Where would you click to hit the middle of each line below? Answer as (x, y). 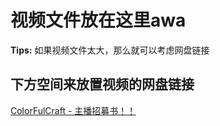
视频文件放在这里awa (98, 20)
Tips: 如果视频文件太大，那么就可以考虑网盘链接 (110, 50)
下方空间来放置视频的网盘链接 (102, 84)
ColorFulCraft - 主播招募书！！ (73, 110)
